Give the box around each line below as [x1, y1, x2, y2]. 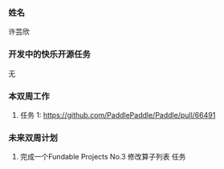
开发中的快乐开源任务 [8, 49, 91, 60]
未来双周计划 [8, 132, 59, 143]
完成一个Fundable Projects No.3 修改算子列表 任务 [19, 152, 186, 162]
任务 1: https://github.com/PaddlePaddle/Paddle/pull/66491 [19, 110, 216, 119]
